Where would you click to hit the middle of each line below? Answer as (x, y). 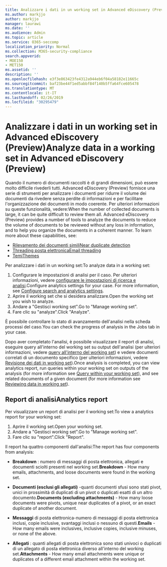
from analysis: (20, 452)
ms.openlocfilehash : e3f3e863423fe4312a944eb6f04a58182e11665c (72, 79)
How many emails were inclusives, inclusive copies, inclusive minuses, (85, 528)
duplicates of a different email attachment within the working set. (79, 559)
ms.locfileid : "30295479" (32, 102)
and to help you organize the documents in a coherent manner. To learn (78, 230)
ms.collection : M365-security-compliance (49, 51)
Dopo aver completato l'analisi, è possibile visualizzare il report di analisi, (80, 342)
